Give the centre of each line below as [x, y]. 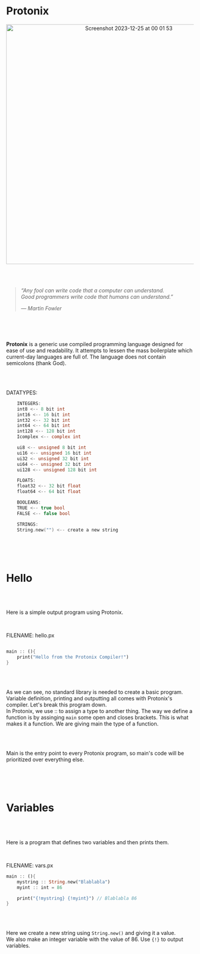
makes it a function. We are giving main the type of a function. [82, 724]
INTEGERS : [29, 403]
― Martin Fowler [41, 308]
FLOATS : [26, 481]
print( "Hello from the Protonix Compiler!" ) [73, 657]
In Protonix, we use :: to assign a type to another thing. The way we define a [99, 711]
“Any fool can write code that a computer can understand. [93, 290]
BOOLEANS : [29, 502]
